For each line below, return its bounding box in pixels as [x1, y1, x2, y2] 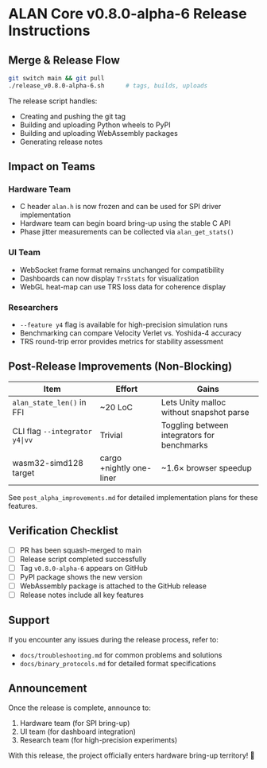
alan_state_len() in [12, 397, 87, 408]
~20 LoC [99, 401, 133, 413]
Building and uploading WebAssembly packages [19, 128, 179, 138]
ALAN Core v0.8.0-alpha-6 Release [8, 5, 248, 23]
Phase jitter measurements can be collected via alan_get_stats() [19, 227, 234, 237]
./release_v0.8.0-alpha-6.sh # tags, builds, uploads [8, 81, 208, 90]
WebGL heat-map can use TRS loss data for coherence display [19, 281, 226, 291]
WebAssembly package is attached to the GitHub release [19, 581, 207, 591]
